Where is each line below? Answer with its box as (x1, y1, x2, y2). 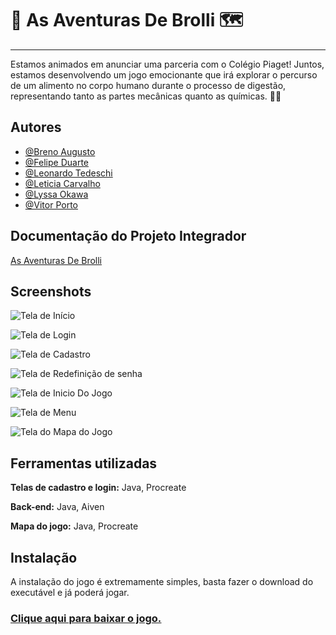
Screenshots (10, 283, 92, 300)
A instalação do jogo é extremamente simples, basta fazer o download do (10, 576, 314, 587)
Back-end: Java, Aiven (10, 501, 105, 513)
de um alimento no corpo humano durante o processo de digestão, (10, 79, 287, 91)
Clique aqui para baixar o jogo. (10, 611, 162, 625)
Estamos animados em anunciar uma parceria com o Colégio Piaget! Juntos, (10, 58, 325, 70)
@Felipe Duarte (24, 156, 89, 168)
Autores (10, 119, 62, 136)
